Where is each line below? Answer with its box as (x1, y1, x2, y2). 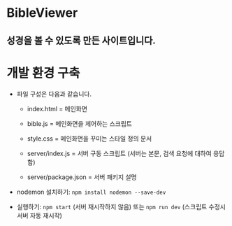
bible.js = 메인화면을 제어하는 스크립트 (27, 119, 132, 127)
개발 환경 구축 (6, 65, 80, 81)
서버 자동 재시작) (16, 211, 62, 220)
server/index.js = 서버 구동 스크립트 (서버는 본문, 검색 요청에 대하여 (27, 149, 212, 157)
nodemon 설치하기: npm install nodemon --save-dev (16, 188, 166, 196)
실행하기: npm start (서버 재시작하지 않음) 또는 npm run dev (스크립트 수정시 (16, 202, 226, 211)
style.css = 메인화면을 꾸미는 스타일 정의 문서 (27, 134, 152, 143)
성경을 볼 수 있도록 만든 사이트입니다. (6, 34, 156, 46)
